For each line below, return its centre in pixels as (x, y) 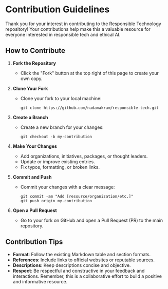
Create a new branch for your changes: (62, 127)
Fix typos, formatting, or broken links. (60, 167)
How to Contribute (35, 51)
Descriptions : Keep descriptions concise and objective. (72, 265)
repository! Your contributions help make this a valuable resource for (78, 29)
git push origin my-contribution (56, 201)
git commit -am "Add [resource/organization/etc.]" (77, 196)
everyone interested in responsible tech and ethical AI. (63, 34)
